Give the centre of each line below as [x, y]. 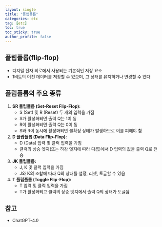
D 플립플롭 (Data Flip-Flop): [40, 137]
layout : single [20, 10]
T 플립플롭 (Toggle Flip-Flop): [42, 179]
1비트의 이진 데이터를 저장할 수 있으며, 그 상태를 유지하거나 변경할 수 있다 [81, 77]
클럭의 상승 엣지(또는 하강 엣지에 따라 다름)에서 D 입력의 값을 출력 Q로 [86, 149]
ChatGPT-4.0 [25, 221]
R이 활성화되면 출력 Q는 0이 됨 [49, 124]
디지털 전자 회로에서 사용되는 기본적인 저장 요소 [57, 70]
